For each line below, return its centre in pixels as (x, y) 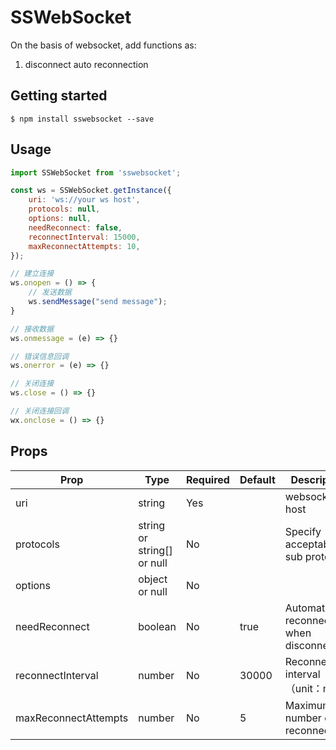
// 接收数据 (32, 329)
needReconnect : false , (75, 227)
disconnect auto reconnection (86, 64)
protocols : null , (64, 209)
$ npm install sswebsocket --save (82, 119)
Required (207, 479)
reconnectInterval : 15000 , (84, 237)
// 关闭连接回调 (39, 411)
